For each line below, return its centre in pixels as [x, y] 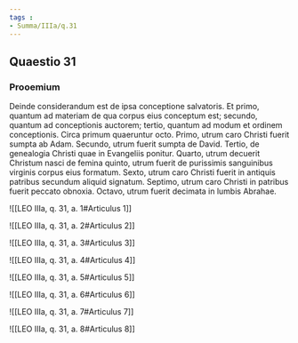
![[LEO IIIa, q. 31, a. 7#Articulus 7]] [72, 312]
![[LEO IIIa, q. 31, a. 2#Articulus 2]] [72, 226]
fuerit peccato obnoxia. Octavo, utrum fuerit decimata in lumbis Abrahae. [143, 191]
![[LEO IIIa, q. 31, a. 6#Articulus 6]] [72, 295]
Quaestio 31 [43, 62]
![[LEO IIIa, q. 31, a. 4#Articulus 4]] [72, 260]
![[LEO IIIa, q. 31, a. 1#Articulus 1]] [70, 209]
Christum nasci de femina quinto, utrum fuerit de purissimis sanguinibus [141, 163]
